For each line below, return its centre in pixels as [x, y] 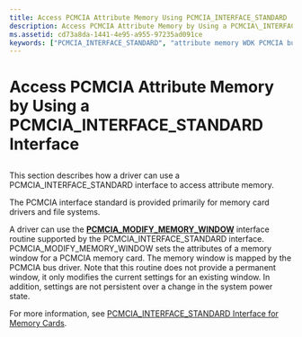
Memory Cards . [38, 323]
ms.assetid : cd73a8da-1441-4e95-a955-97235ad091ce [106, 34]
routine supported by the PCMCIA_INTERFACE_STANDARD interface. [137, 238]
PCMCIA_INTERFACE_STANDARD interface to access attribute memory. [142, 184]
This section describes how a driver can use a [94, 175]
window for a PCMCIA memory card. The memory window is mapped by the [151, 258]
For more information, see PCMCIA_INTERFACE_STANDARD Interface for [144, 313]
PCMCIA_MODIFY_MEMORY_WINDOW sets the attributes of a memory [141, 248]
